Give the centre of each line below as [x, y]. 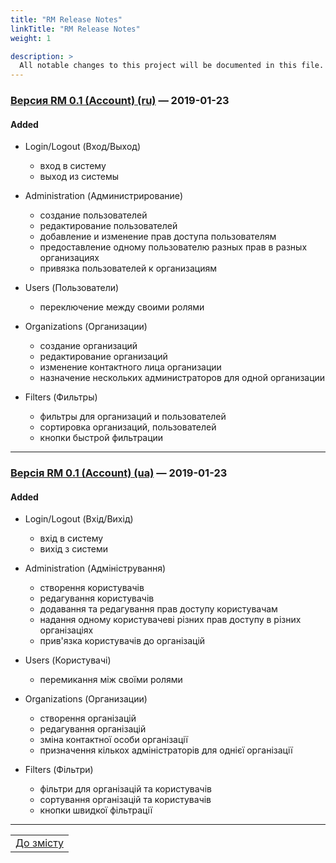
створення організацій [88, 718]
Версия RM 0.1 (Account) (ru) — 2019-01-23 [120, 101]
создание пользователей [93, 215]
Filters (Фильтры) [61, 397]
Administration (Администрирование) [104, 196]
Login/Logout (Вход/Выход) [82, 147]
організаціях [66, 630]
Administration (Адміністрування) [95, 568]
